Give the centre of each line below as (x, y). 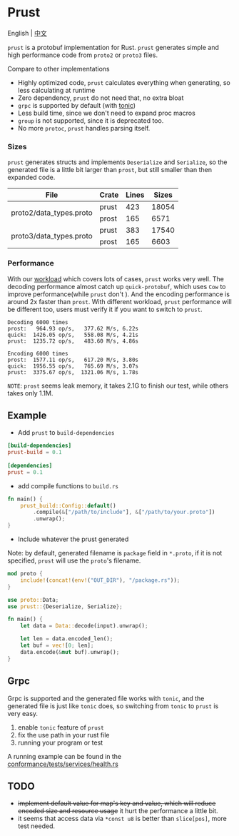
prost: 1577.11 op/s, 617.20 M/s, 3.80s (73, 360)
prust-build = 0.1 (35, 453)
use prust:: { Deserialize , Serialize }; (65, 606)
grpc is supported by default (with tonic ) (77, 105)
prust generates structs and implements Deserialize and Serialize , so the (117, 162)
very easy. (22, 713)
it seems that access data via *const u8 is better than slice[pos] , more (122, 819)
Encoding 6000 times (38, 353)
